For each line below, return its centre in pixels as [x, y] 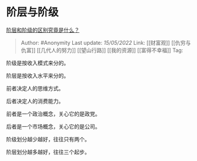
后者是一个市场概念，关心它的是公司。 [53, 126]
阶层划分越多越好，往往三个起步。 [48, 152]
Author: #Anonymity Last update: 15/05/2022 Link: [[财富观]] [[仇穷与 [106, 42]
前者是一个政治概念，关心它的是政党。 [53, 114]
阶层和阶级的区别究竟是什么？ [43, 30]
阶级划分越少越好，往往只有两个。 [48, 139]
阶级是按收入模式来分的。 [38, 63]
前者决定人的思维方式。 [35, 88]
